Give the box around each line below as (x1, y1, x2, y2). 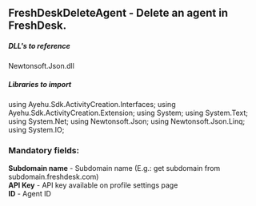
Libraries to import (8, 79, 72, 89)
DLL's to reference (8, 41, 70, 50)
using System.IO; (8, 125, 65, 135)
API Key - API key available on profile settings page (8, 180, 178, 190)
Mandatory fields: (8, 145, 80, 156)
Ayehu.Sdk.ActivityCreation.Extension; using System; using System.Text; (8, 108, 249, 118)
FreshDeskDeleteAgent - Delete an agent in (8, 6, 229, 20)
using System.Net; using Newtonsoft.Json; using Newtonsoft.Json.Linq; (8, 117, 246, 126)
